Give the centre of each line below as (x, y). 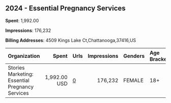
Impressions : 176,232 (28, 30)
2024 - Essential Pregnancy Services (65, 8)
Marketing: (21, 74)
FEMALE (134, 80)
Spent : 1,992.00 (22, 20)
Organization (24, 56)
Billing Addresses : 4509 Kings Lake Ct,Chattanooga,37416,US (71, 40)
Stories (16, 67)
